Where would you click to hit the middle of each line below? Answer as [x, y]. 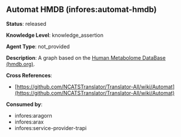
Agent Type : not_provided [38, 46]
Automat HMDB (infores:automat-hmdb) [81, 10]
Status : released [26, 23]
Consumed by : [24, 104]
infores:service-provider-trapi [51, 128]
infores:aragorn [33, 115]
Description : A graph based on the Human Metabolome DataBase [86, 57]
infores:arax [29, 122]
